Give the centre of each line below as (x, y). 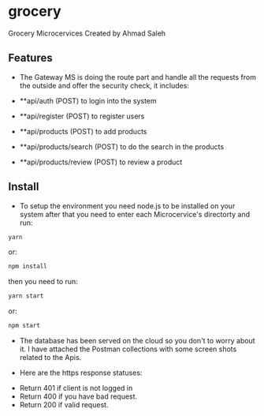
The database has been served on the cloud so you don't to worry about (137, 341)
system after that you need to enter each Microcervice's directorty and (135, 214)
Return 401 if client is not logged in (76, 388)
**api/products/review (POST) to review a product (101, 162)
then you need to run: (43, 282)
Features (30, 58)
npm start (24, 326)
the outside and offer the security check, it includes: (104, 85)
